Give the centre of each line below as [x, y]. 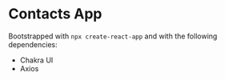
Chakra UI [36, 60]
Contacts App [55, 14]
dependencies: [33, 44]
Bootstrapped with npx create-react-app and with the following [113, 36]
